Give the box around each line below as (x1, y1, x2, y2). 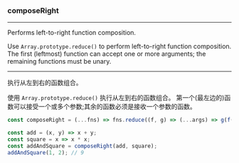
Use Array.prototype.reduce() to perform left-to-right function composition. (7, 42, 232, 51)
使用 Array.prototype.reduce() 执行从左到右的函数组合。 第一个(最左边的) (7, 94, 225, 102)
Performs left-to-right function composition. (7, 28, 137, 37)
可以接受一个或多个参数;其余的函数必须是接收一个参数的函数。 (13, 102, 197, 111)
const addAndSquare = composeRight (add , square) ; (7, 142, 158, 150)
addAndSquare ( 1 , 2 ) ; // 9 (7, 149, 84, 156)
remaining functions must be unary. (7, 57, 112, 66)
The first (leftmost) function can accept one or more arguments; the (7, 50, 206, 58)
